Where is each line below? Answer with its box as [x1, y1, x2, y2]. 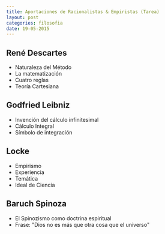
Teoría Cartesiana [14, 83, 59, 90]
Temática [14, 175, 38, 182]
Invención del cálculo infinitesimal [14, 116, 99, 123]
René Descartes [6, 47, 67, 58]
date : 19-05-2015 [6, 25, 50, 32]
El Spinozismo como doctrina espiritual [14, 214, 112, 222]
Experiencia [14, 169, 45, 176]
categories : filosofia [6, 20, 63, 26]
